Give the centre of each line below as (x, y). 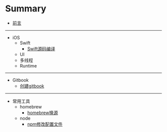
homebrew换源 (42, 113)
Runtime (28, 66)
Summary (26, 9)
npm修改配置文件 (45, 124)
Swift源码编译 (41, 49)
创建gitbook (32, 86)
